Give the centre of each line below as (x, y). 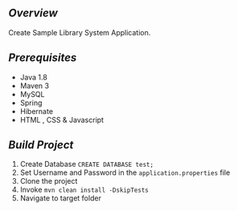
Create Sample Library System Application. (80, 32)
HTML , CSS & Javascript (62, 120)
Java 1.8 (34, 77)
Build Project (41, 145)
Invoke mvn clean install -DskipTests (84, 190)
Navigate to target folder (61, 198)
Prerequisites (43, 58)
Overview (33, 13)
